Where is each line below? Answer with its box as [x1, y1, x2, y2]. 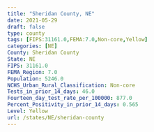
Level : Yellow [7, 108, 49, 115]
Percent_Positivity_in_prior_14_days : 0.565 [7, 101, 139, 108]
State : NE [7, 56, 36, 63]
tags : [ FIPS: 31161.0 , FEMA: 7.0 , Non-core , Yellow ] [7, 36, 148, 43]
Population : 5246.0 [7, 75, 64, 82]
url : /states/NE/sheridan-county [7, 114, 105, 121]
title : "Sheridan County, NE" [7, 10, 95, 17]
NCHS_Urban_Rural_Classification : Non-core [7, 82, 136, 89]
